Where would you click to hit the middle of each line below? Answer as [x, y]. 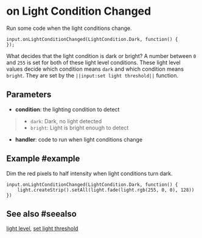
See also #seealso [42, 214]
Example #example [43, 159]
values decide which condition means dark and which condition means [95, 69]
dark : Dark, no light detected [66, 121]
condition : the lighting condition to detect [67, 109]
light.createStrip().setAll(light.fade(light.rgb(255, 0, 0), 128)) [106, 190]
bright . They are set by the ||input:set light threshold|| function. [92, 75]
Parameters [29, 95]
